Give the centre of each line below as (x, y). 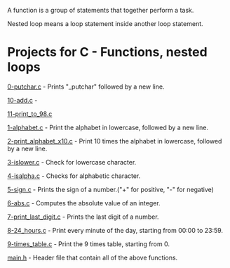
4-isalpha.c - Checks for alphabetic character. (74, 176)
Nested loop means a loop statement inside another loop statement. (105, 24)
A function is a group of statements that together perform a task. (101, 10)
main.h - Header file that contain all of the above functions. (93, 257)
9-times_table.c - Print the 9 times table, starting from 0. (89, 244)
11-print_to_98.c (30, 114)
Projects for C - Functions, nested (108, 52)
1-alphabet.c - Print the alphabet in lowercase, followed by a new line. (108, 127)
